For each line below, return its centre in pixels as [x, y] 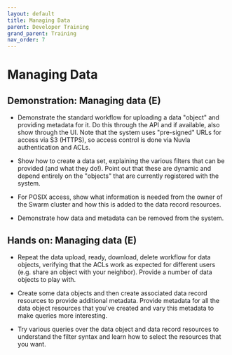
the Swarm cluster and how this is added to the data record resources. [119, 205]
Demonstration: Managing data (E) [84, 100]
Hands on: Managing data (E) [72, 240]
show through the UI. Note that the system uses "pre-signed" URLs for [120, 133]
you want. [32, 344]
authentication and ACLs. [54, 148]
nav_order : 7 [26, 40]
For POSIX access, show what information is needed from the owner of [120, 197]
